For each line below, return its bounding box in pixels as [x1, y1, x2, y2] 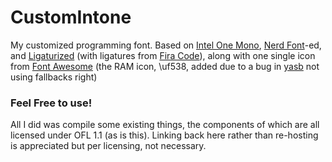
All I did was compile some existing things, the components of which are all [10, 119, 320, 131]
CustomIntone [10, 6, 132, 29]
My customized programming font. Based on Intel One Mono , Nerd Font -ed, [10, 39, 322, 51]
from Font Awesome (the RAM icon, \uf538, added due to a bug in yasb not [10, 60, 320, 72]
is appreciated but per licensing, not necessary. [10, 140, 207, 152]
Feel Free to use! [10, 96, 93, 110]
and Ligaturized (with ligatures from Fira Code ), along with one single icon [10, 49, 316, 61]
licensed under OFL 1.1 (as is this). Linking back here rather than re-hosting [10, 129, 319, 141]
